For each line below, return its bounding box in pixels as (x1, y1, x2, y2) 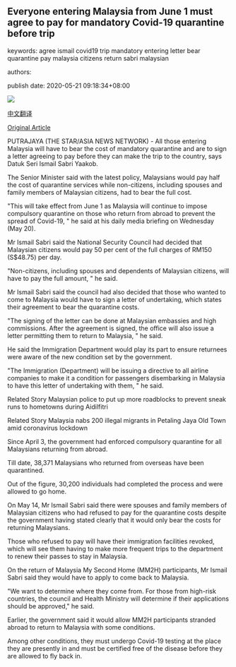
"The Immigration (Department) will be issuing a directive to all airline (7, 366, 209, 375)
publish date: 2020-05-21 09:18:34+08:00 (7, 81, 131, 90)
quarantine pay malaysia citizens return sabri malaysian (7, 54, 170, 62)
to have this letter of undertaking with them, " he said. (7, 381, 164, 390)
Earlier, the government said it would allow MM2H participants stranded (7, 615, 216, 624)
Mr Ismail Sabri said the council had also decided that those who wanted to (7, 287, 226, 296)
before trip (7, 28, 55, 40)
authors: (7, 67, 32, 76)
